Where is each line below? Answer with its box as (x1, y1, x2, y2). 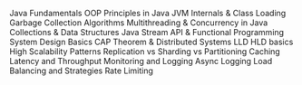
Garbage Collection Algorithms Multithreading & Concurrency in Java (9, 17, 268, 28)
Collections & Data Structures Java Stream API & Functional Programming (9, 27, 284, 37)
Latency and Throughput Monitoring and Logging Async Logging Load (9, 56, 273, 66)
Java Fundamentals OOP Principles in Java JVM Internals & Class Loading (9, 8, 287, 18)
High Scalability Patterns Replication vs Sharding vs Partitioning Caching (9, 46, 281, 57)
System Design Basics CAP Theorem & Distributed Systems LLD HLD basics (9, 36, 294, 47)
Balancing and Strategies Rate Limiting (9, 65, 154, 76)
